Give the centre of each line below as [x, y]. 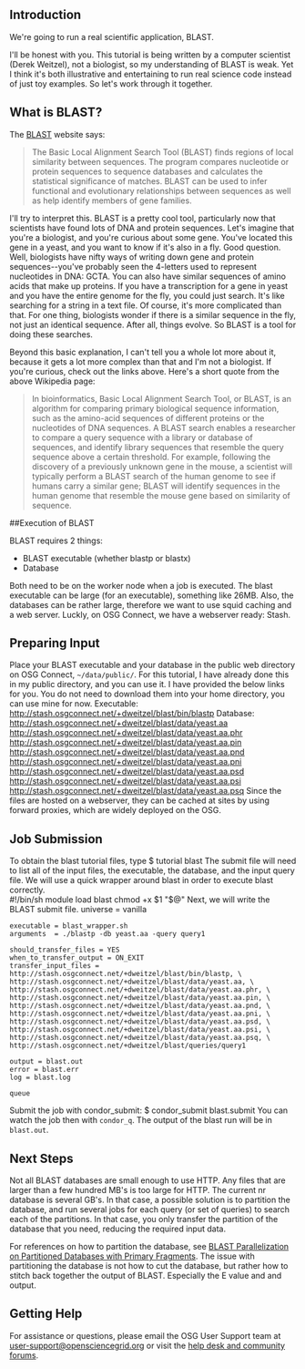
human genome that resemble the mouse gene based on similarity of [161, 495]
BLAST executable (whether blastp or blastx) [107, 558]
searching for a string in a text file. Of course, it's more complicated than [146, 305]
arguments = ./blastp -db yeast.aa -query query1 [107, 934]
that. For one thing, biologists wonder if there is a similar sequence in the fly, [153, 314]
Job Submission [56, 839]
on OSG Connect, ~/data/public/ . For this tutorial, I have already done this [149, 674]
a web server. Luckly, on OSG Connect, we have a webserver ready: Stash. [150, 614]
